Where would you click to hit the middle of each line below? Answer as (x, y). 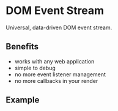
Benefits (22, 47)
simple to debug (35, 68)
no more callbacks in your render (56, 81)
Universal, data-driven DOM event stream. (59, 27)
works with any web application (54, 61)
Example (23, 100)
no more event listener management (60, 74)
